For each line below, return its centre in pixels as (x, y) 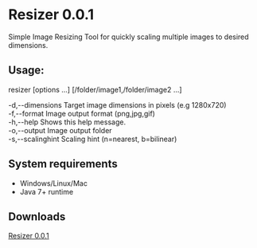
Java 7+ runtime (47, 191)
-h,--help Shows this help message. (67, 122)
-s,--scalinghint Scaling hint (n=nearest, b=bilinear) (93, 139)
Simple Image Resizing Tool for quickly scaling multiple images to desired (128, 37)
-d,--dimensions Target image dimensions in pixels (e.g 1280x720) (117, 104)
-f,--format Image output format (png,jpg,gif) (82, 113)
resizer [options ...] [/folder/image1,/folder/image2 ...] (95, 89)
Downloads (37, 217)
